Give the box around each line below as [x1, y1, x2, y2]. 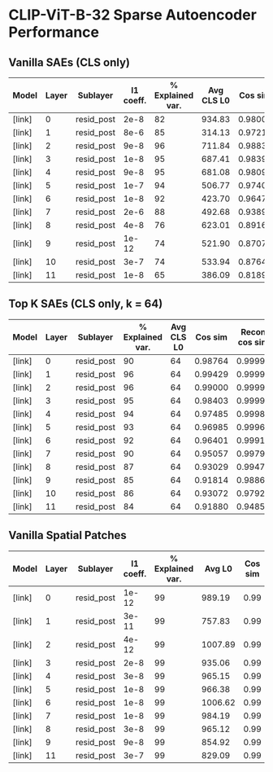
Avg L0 [204, 563, 233, 574]
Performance [8, 23, 100, 42]
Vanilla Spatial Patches [8, 529, 128, 542]
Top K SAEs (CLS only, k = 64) [8, 297, 163, 311]
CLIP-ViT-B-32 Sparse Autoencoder [8, 6, 258, 24]
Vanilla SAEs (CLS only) [8, 55, 131, 69]
